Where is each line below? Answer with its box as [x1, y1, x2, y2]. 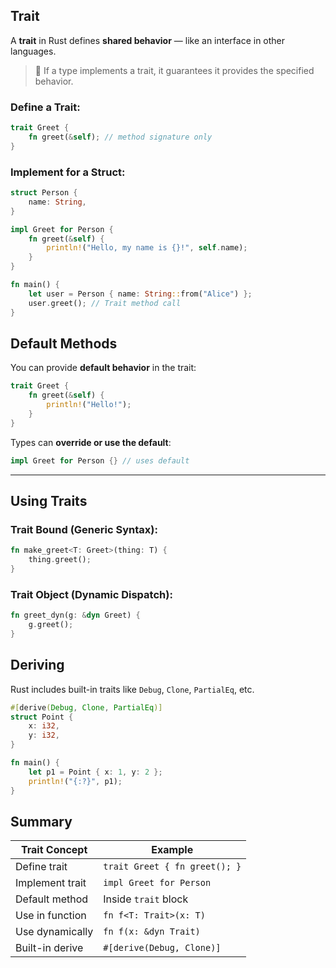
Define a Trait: [10, 100, 81, 114]
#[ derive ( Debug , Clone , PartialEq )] [10, 702, 163, 713]
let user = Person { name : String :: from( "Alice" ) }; [28, 289, 253, 299]
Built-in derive [15, 941, 84, 955]
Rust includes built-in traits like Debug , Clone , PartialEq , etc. [10, 683, 255, 695]
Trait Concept [20, 843, 88, 857]
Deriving [10, 657, 65, 674]
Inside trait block [103, 892, 189, 906]
